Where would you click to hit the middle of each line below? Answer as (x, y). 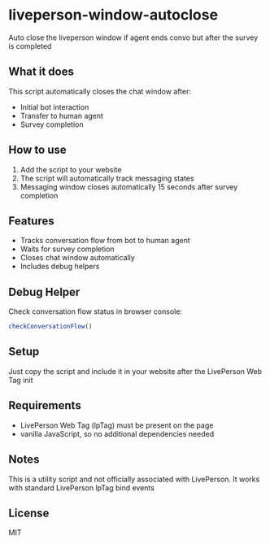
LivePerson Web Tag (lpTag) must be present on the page (117, 425)
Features (31, 221)
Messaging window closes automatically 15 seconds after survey (129, 187)
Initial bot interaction (54, 107)
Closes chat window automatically (78, 258)
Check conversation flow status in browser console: (96, 311)
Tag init (21, 380)
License (29, 513)
